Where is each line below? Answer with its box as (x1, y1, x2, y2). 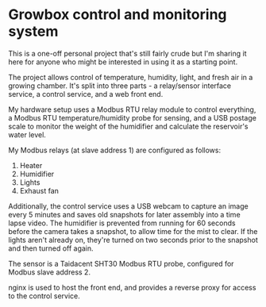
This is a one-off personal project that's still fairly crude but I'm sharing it (8, 48, 247, 58)
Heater (19, 160, 43, 170)
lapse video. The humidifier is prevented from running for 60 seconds (8, 218, 236, 228)
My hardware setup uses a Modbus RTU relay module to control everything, (8, 105, 256, 114)
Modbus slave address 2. (8, 267, 91, 277)
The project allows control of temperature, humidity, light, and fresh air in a (8, 72, 253, 82)
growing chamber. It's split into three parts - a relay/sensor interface (8, 81, 232, 90)
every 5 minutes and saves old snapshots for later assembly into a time (8, 209, 241, 219)
